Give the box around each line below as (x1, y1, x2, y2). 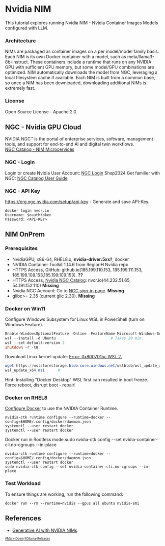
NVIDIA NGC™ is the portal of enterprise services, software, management (5, 136, 153, 142)
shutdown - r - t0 (5, 345, 38, 350)
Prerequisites (5, 245, 38, 252)
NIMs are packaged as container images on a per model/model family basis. (5, 48, 160, 55)
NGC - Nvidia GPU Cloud (5, 123, 82, 131)
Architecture (5, 37, 36, 44)
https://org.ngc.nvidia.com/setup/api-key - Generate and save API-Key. (5, 199, 150, 205)
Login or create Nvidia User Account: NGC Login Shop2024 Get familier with (5, 170, 160, 176)
